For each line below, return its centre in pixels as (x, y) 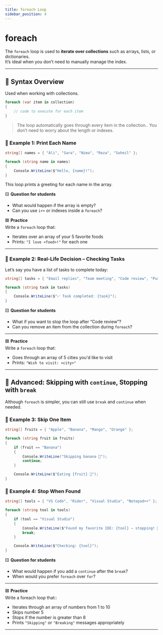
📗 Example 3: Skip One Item (38, 419)
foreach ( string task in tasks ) (38, 287)
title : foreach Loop (26, 9)
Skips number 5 (28, 612)
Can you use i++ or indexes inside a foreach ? (57, 211)
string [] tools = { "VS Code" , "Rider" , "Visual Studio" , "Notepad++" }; (81, 501)
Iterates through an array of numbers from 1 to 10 (61, 607)
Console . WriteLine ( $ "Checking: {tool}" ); (56, 546)
